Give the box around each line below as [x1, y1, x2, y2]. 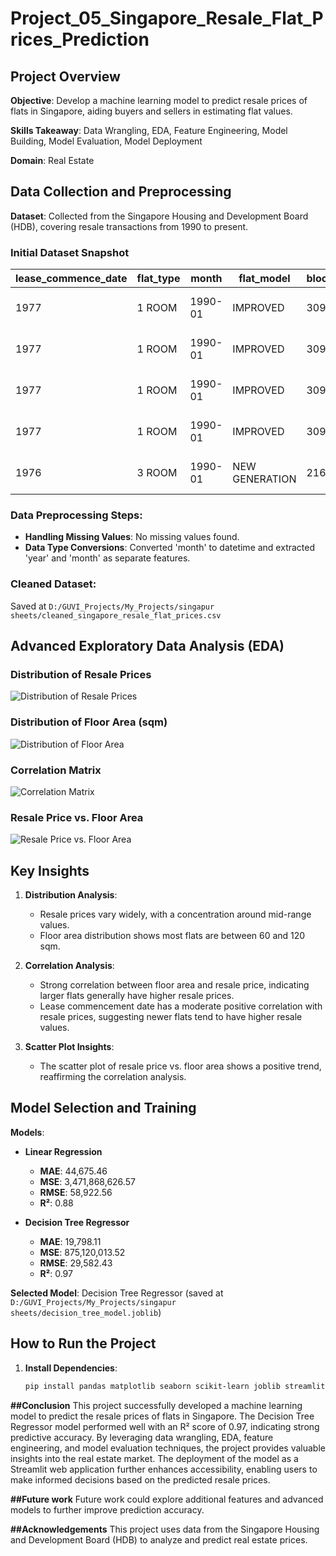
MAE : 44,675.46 [39, 1165, 108, 1177]
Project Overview [10, 68, 121, 85]
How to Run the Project [10, 1335, 157, 1352]
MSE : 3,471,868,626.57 [39, 1175, 136, 1187]
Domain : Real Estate [10, 155, 95, 166]
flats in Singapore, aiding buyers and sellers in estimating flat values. [10, 105, 293, 117]
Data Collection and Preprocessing [10, 183, 232, 201]
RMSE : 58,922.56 [39, 1186, 113, 1198]
